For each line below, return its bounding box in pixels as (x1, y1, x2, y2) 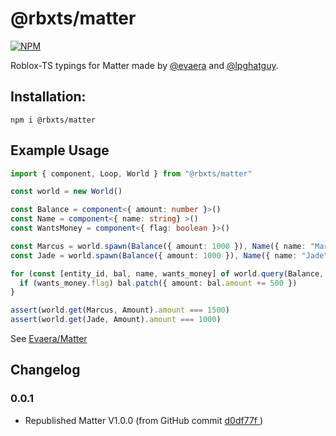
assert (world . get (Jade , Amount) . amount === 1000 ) (10, 315, 222, 325)
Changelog (10, 362, 81, 379)
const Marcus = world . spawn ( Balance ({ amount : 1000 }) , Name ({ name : (10, 241, 307, 251)
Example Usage (10, 142, 110, 159)
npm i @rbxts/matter (10, 115, 97, 125)
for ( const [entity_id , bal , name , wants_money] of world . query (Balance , (10, 268, 325, 279)
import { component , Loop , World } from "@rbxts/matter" (10, 168, 253, 179)
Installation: (10, 88, 87, 106)
